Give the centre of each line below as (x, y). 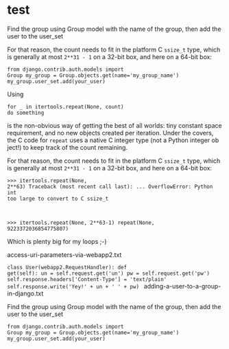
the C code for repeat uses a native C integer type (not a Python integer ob (113, 140)
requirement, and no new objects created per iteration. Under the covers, (110, 133)
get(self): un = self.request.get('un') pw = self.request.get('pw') (109, 273)
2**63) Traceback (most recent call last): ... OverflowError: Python (110, 187)
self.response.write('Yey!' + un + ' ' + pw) (73, 286)
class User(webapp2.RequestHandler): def (67, 267)
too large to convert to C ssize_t (58, 199)
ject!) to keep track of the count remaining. (68, 147)
